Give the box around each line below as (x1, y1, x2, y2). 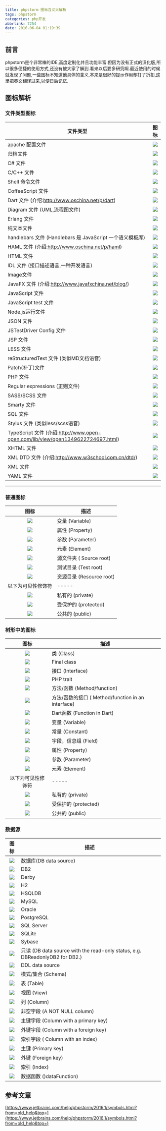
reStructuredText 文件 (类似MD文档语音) (7, 355, 101, 362)
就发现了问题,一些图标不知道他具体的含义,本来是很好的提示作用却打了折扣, (5, 71, 157, 77)
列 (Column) (21, 998, 49, 1005)
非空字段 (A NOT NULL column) (21, 1008, 94, 1015)
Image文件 (7, 271, 32, 278)
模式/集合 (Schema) (21, 970, 67, 977)
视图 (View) (21, 989, 48, 996)
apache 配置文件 (7, 141, 46, 148)
